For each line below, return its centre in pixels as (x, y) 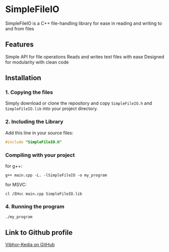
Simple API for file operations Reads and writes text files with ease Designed (85, 57)
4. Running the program (35, 207)
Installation (23, 78)
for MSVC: (16, 184)
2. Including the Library (34, 122)
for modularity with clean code (37, 62)
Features (19, 45)
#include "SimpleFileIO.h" (34, 142)
